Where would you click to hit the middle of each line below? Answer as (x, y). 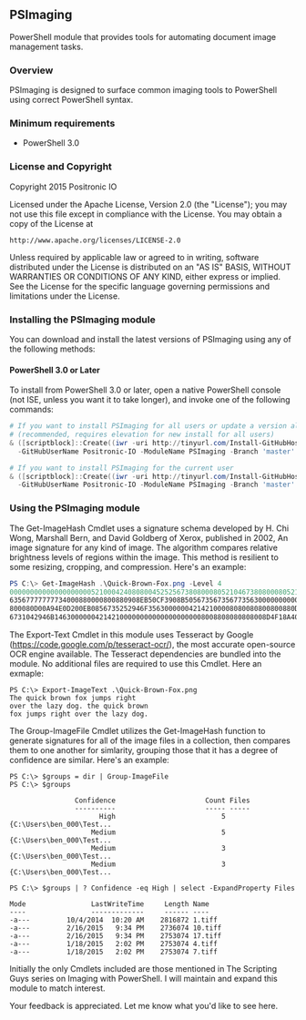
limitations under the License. (65, 296)
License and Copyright (61, 167)
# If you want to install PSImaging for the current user (122, 468)
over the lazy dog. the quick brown (79, 706)
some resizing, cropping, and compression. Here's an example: (128, 566)
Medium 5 (158, 832)
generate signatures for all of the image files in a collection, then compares (150, 740)
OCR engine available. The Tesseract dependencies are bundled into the (145, 654)
